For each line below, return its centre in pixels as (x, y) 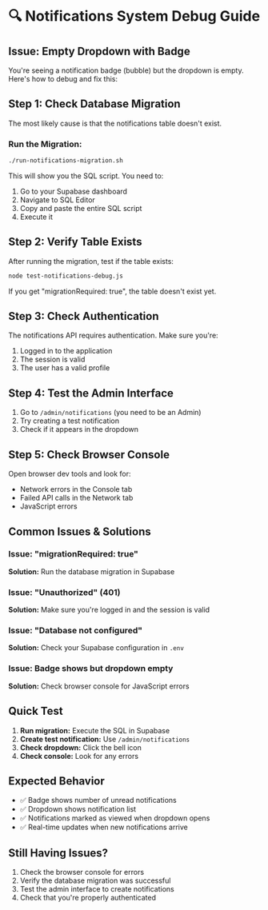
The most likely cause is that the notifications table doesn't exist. (115, 123)
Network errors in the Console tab (76, 489)
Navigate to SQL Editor (58, 200)
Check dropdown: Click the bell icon (81, 747)
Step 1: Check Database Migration (95, 104)
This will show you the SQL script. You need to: (86, 176)
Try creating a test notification (70, 421)
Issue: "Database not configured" (75, 631)
